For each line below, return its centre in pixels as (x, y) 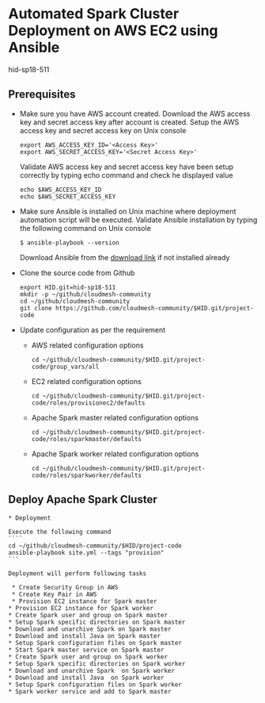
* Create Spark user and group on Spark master (88, 615)
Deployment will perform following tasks (78, 573)
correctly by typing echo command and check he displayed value (126, 175)
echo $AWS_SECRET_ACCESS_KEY (68, 196)
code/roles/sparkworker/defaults (87, 475)
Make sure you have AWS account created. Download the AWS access (135, 113)
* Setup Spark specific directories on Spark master (97, 622)
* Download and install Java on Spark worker (86, 678)
